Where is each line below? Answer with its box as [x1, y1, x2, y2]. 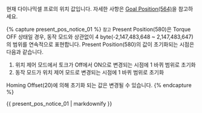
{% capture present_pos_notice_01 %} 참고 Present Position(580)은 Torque [6, 26, 191, 33]
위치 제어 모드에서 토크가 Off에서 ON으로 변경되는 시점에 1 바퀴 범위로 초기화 [15, 61, 196, 68]
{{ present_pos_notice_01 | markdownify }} [6, 100, 112, 107]
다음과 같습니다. [6, 48, 44, 56]
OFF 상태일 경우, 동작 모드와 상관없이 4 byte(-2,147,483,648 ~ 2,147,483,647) [6, 33, 194, 40]
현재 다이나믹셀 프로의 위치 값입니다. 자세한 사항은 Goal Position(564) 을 [6, 5, 177, 12]
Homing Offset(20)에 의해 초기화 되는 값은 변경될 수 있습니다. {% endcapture [6, 82, 192, 89]
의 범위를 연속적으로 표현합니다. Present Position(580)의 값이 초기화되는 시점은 [6, 41, 195, 48]
